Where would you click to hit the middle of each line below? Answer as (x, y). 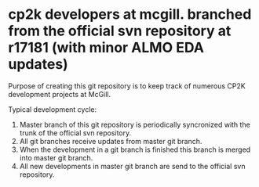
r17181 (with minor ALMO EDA (106, 48)
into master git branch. (56, 157)
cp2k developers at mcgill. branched (130, 14)
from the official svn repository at (120, 31)
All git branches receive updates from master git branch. (111, 141)
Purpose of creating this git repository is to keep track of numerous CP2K (127, 86)
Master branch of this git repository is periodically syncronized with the (135, 124)
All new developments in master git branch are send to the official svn (132, 166)
